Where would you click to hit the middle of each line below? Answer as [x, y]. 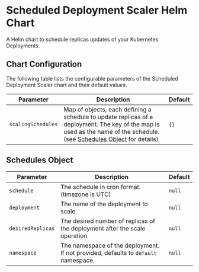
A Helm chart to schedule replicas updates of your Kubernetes [82, 39]
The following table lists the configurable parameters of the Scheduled [92, 78]
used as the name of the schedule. [111, 132]
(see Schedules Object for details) [111, 139]
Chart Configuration [44, 64]
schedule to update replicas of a [108, 117]
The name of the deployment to [104, 204]
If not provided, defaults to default [108, 252]
